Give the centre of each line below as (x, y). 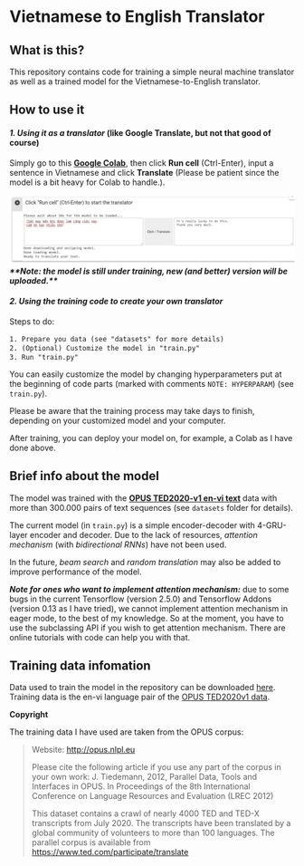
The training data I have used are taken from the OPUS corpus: (127, 732)
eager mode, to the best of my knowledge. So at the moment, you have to (147, 618)
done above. (33, 447)
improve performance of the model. (76, 572)
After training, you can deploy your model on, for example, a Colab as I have (151, 438)
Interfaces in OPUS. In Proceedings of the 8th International (141, 786)
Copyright (29, 715)
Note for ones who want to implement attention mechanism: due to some (149, 589)
